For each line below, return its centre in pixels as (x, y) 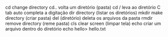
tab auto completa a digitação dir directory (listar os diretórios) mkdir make (84, 13)
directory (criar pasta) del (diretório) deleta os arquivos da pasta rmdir (79, 18)
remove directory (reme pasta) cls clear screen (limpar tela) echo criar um (83, 23)
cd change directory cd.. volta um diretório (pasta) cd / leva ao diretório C (83, 7)
